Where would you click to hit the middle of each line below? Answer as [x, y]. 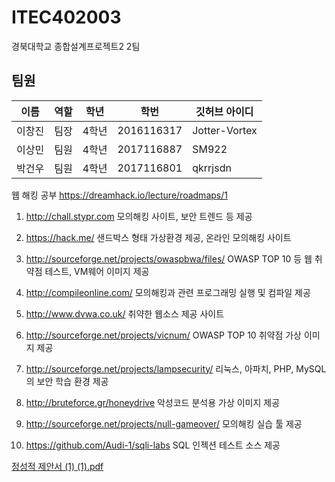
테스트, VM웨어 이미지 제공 [97, 271]
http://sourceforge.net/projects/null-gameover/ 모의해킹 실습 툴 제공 [164, 423]
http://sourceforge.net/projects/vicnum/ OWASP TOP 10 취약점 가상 [163, 335]
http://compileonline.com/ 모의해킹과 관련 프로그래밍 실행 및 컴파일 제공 [168, 292]
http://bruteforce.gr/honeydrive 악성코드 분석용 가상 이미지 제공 [153, 402]
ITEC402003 [66, 17]
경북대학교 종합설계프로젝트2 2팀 [76, 46]
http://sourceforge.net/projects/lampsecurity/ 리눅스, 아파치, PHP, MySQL [176, 368]
